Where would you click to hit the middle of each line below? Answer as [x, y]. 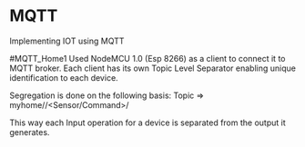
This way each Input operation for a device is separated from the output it [148, 122]
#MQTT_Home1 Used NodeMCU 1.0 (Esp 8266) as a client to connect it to [147, 58]
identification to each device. [64, 77]
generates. [30, 132]
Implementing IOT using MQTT [67, 41]
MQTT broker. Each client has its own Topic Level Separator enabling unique [152, 68]
